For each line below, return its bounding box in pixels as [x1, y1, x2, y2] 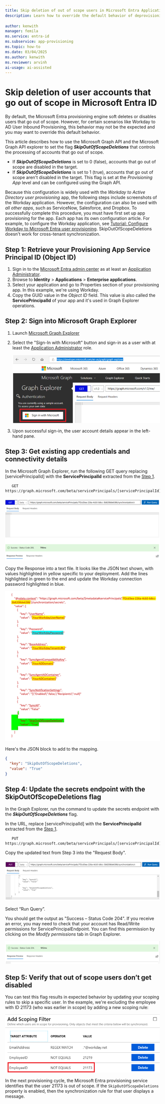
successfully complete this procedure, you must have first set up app [5, 210, 145, 216]
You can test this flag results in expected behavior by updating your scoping [5, 994, 160, 1000]
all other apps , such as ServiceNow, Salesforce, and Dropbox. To [5, 205, 137, 211]
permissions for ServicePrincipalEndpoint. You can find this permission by [5, 926, 155, 932]
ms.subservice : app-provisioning [5, 39, 74, 44]
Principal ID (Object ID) [5, 253, 76, 261]
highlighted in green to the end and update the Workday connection [5, 576, 142, 582]
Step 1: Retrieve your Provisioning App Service [5, 245, 151, 253]
